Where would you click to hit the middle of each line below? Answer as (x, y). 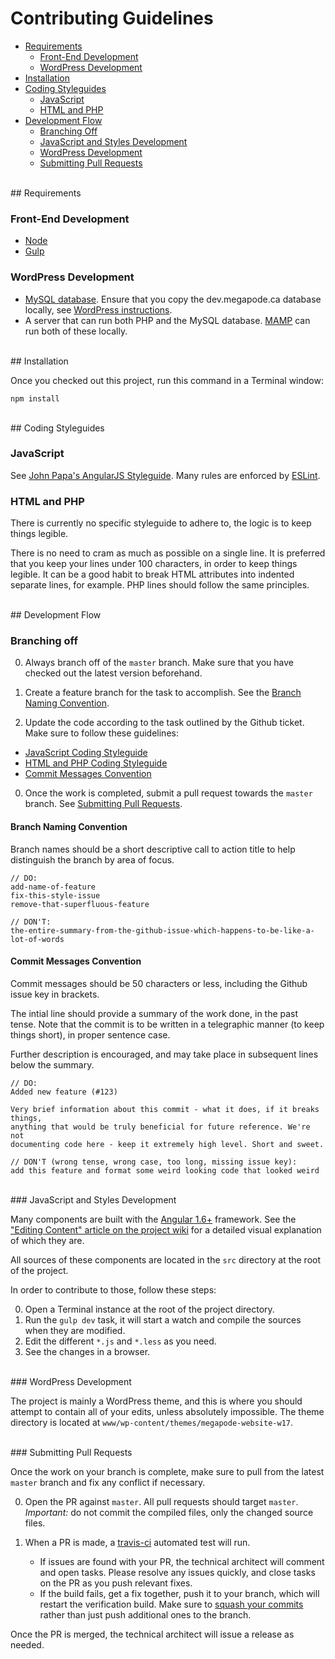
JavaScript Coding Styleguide (86, 753)
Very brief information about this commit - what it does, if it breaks (165, 1109)
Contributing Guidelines (112, 18)
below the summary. (52, 1064)
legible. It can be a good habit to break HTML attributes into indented (152, 574)
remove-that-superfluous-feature (80, 904)
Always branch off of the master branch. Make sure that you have (159, 663)
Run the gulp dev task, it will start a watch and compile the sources (163, 1319)
